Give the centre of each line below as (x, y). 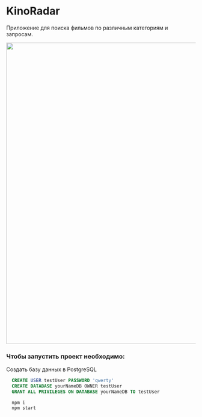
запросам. (20, 34)
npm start (24, 408)
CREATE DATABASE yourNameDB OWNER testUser (67, 386)
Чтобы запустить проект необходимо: (66, 356)
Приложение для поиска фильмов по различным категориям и (87, 28)
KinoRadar (33, 11)
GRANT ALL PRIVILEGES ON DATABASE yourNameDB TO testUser (86, 392)
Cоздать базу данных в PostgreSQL (52, 369)
